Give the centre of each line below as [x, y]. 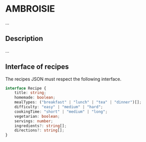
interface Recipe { [26, 88]
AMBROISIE [30, 9]
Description [24, 39]
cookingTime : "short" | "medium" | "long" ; [61, 112]
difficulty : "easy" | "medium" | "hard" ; [59, 107]
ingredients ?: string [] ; [41, 126]
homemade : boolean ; [35, 98]
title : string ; [30, 93]
